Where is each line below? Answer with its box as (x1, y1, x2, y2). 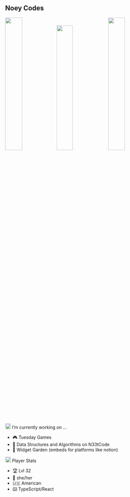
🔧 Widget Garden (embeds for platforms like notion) (12, 447, 118, 453)
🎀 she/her (12, 475, 33, 481)
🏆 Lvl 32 (12, 468, 31, 474)
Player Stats (11, 458, 37, 464)
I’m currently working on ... (11, 424, 67, 430)
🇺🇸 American (12, 480, 41, 486)
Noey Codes (5, 4, 44, 12)
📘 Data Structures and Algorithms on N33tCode (12, 441, 110, 447)
